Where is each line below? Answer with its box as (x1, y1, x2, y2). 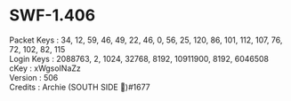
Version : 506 (9, 72, 59, 82)
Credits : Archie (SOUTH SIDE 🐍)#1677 (9, 82, 151, 92)
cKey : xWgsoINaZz (9, 63, 82, 74)
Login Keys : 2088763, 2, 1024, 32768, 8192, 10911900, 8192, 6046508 (9, 53, 270, 64)
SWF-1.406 (9, 5, 96, 26)
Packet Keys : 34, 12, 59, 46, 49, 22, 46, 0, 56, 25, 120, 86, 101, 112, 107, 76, (9, 35, 283, 45)
